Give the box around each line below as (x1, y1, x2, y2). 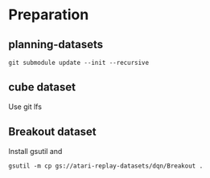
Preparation (8, 6, 89, 24)
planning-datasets (8, 38, 104, 51)
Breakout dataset (8, 125, 97, 139)
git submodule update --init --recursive (8, 59, 150, 67)
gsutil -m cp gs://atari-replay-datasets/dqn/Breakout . (8, 162, 204, 170)
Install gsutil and (8, 146, 63, 156)
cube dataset (8, 80, 76, 94)
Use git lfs (8, 102, 43, 111)
